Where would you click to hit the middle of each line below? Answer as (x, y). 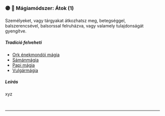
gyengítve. (16, 31)
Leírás (12, 82)
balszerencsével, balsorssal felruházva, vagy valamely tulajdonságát (74, 26)
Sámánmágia (25, 60)
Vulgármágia (25, 70)
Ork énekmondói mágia (36, 55)
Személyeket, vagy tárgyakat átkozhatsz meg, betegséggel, (66, 21)
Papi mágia (24, 65)
